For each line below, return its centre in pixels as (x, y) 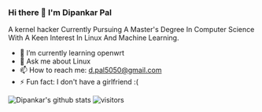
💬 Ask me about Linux (55, 61)
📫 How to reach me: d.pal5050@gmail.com (90, 70)
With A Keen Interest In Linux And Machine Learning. (94, 38)
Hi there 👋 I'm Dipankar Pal (60, 13)
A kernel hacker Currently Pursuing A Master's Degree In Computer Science (131, 30)
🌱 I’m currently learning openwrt (72, 53)
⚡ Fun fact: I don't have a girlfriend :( (79, 82)
